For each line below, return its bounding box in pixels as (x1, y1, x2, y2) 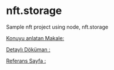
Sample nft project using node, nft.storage (6, 23, 109, 30)
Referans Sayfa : (6, 57, 46, 64)
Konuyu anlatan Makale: (6, 34, 65, 41)
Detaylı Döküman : (6, 45, 51, 53)
